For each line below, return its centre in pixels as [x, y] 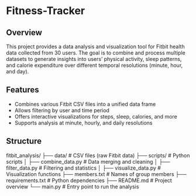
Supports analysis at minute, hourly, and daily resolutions [83, 123]
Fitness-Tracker [46, 11]
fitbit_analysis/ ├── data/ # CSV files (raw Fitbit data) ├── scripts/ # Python [98, 155]
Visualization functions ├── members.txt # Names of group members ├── [97, 174]
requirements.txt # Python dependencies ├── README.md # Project [89, 180]
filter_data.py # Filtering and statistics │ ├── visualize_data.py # [83, 168]
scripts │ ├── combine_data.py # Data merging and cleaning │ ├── [88, 161]
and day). [18, 71]
